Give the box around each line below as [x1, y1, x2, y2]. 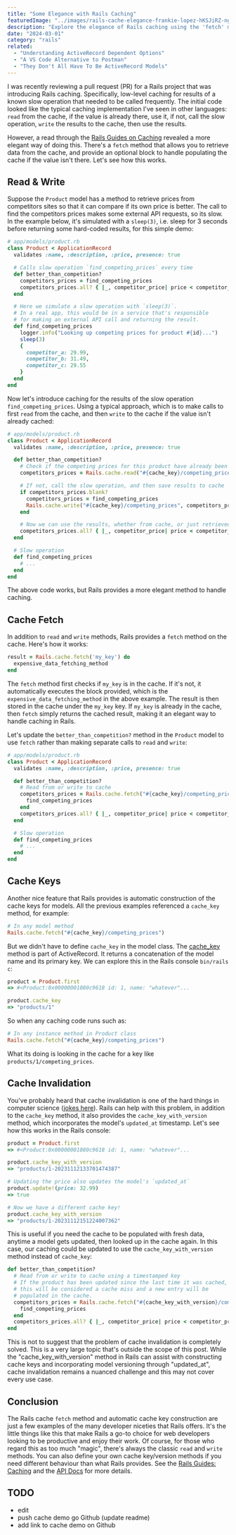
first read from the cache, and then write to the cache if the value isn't [7, 409, 211, 418]
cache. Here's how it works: [7, 640, 88, 648]
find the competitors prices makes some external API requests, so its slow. [7, 209, 223, 218]
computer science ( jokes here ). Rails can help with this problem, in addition [7, 1104, 225, 1112]
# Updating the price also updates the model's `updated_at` [7, 1178, 190, 1185]
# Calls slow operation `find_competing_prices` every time [13, 264, 193, 271]
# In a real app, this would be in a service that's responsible [13, 309, 209, 317]
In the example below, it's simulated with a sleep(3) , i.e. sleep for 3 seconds [7, 217, 228, 226]
